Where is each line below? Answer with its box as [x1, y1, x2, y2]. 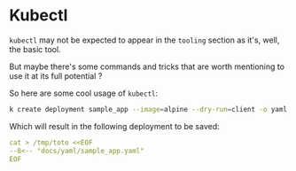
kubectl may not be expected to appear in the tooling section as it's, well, [9, 35, 280, 45]
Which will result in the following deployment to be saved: [9, 120, 220, 131]
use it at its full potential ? [9, 70, 103, 81]
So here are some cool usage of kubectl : [9, 88, 159, 98]
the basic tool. [9, 43, 61, 54]
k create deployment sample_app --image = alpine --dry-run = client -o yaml [9, 105, 288, 113]
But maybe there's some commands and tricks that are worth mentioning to [9, 61, 285, 72]
